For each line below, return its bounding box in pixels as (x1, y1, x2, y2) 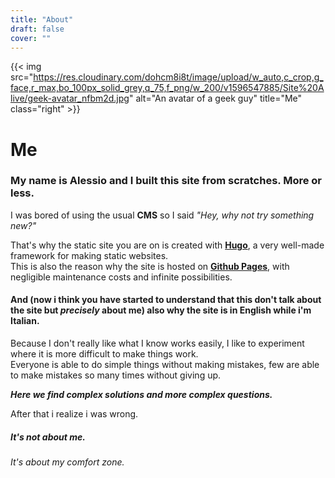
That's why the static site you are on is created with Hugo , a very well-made (10, 239, 325, 251)
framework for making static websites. (10, 249, 169, 261)
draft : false (10, 24, 65, 34)
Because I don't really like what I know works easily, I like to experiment (10, 337, 305, 350)
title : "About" (10, 14, 74, 25)
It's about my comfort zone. (10, 456, 125, 468)
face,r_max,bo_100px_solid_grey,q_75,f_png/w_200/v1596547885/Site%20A (10, 82, 325, 94)
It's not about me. (10, 431, 86, 443)
